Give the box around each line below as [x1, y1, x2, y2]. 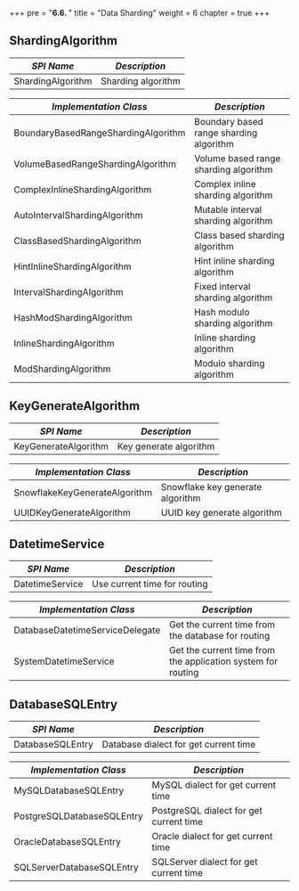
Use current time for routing [92, 578, 208, 591]
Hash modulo [194, 306, 250, 318]
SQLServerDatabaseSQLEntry [13, 862, 140, 874]
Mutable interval [194, 203, 263, 216]
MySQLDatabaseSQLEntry [13, 784, 125, 797]
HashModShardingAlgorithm [13, 311, 133, 323]
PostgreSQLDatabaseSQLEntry [13, 810, 144, 822]
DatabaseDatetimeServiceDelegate [13, 624, 161, 636]
